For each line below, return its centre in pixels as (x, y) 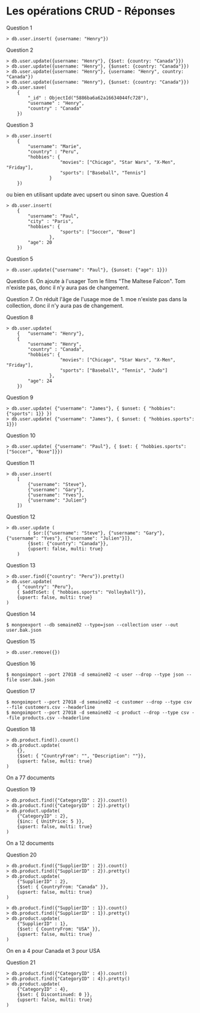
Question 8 (20, 317)
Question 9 (20, 397)
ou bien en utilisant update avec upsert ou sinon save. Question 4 (87, 195)
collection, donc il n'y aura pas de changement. (65, 305)
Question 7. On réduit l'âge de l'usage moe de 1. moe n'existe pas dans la (97, 299)
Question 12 (21, 517)
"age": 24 (40, 381)
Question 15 (21, 641)
